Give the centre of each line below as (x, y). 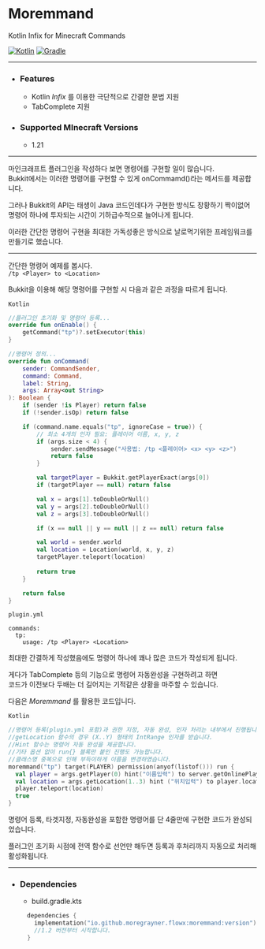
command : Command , (52, 376)
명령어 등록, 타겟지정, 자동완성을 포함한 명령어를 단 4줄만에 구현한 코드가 (119, 820)
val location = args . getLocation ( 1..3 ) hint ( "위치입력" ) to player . (129, 781)
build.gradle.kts (57, 901)
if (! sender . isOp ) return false (75, 413)
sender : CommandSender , (62, 368)
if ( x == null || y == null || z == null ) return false (130, 528)
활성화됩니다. (28, 856)
